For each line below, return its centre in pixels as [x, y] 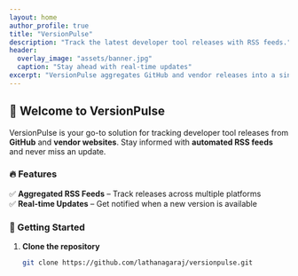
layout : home [33, 17]
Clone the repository [61, 247]
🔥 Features [33, 174]
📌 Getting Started [47, 227]
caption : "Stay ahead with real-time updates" [105, 67]
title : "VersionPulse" [51, 34]
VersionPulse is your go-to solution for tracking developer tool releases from [149, 132]
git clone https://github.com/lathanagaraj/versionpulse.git [137, 263]
